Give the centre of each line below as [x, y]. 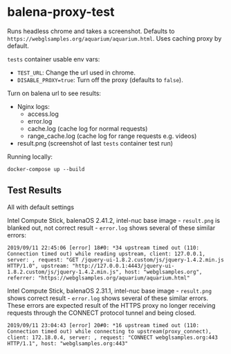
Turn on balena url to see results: [54, 93]
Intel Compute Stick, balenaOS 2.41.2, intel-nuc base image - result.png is [113, 220]
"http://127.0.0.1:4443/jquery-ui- [123, 266]
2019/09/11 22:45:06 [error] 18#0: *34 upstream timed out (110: [103, 248]
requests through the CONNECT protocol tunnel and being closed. [102, 313]
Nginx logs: [33, 106]
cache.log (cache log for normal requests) [87, 128]
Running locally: [30, 157]
